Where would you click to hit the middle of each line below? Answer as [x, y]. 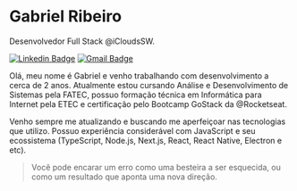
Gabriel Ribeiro [66, 17]
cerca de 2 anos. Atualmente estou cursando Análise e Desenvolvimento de [149, 85]
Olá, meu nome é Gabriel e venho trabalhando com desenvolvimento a [139, 75]
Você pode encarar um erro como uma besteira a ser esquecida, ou [156, 167]
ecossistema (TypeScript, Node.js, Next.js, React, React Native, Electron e [146, 140]
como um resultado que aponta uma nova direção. [124, 177]
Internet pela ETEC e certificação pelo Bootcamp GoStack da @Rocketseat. [148, 104]
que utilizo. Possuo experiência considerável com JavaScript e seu [133, 130]
